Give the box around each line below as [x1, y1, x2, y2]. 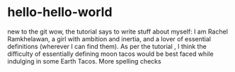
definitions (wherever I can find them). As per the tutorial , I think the [7, 42, 207, 50]
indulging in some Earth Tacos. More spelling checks [7, 57, 161, 65]
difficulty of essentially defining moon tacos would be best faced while [7, 50, 214, 58]
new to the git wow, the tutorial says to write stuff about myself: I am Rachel [7, 27, 229, 36]
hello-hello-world [7, 4, 113, 20]
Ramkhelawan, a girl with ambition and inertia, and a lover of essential [7, 34, 211, 43]
